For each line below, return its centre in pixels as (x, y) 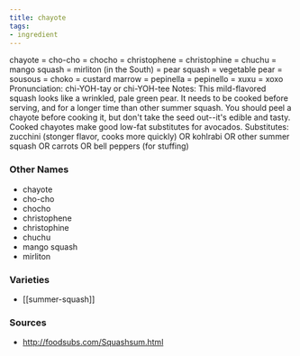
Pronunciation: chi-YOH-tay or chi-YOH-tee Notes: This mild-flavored (138, 89)
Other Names (39, 169)
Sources (28, 323)
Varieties (29, 279)
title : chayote (38, 18)
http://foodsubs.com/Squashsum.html (93, 342)
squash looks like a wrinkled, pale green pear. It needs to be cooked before (149, 98)
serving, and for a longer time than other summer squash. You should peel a (150, 108)
